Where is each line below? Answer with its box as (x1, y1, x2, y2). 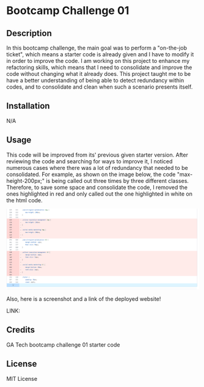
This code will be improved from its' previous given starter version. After (6, 151, 188, 158)
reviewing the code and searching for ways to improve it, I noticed (6, 157, 173, 165)
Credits (6, 325, 35, 335)
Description (6, 28, 52, 39)
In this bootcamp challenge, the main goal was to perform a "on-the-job (6, 44, 188, 51)
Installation (6, 101, 50, 111)
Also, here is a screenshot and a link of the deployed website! (6, 295, 161, 303)
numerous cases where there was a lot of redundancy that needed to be (6, 164, 188, 171)
